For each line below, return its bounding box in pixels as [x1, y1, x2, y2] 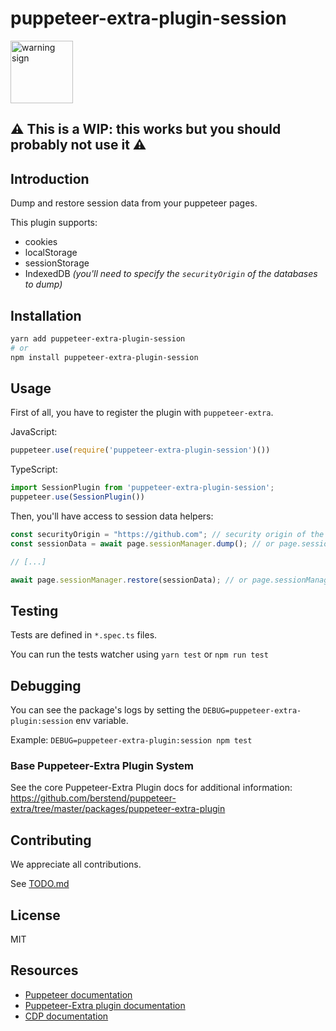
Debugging [10, 677, 82, 694]
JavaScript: [10, 426, 58, 438]
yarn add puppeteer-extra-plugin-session [10, 333, 186, 344]
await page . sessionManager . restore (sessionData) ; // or [10, 575, 248, 585]
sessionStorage [24, 257, 90, 269]
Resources [10, 962, 79, 979]
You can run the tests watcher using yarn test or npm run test [10, 648, 269, 661]
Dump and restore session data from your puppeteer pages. [10, 197, 258, 209]
